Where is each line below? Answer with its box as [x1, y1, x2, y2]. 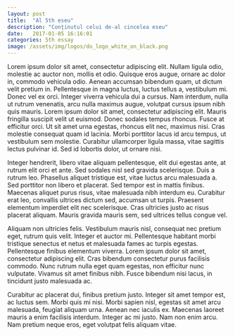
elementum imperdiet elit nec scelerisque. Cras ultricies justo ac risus [7, 204, 209, 211]
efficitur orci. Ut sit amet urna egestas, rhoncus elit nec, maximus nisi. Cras [7, 123, 225, 130]
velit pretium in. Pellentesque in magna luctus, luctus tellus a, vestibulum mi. [7, 85, 228, 93]
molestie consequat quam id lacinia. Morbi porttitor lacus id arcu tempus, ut [7, 130, 227, 138]
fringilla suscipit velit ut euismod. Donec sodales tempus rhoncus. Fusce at [7, 115, 225, 123]
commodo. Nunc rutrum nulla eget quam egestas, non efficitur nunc [7, 262, 205, 270]
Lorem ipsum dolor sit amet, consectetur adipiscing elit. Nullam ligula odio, [7, 63, 224, 70]
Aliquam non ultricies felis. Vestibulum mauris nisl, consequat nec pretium [7, 225, 222, 232]
